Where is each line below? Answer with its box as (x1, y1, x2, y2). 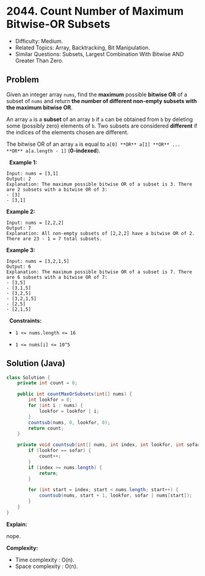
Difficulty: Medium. (15, 37, 63, 45)
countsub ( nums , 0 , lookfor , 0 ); (28, 419, 111, 425)
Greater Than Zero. (15, 57, 64, 64)
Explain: (6, 520, 27, 528)
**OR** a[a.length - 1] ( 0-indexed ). (6, 146, 101, 154)
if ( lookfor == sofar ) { (28, 447, 92, 454)
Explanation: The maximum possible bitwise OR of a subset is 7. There (6, 268, 192, 275)
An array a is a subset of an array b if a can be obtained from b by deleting (6, 115, 193, 123)
